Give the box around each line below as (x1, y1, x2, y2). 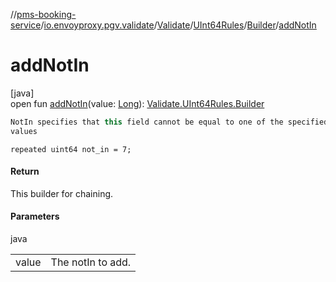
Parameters (10, 210, 60, 223)
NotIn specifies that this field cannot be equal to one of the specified (10, 117, 329, 127)
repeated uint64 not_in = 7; (10, 144, 132, 154)
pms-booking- (16, 9, 77, 20)
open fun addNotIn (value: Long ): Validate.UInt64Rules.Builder (10, 97, 265, 109)
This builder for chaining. (10, 187, 114, 199)
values (10, 126, 38, 136)
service (10, 19, 42, 31)
